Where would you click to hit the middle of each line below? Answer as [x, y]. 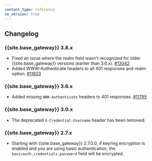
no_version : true [22, 14]
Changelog [22, 34]
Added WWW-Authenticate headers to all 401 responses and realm [79, 69]
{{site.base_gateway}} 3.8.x [39, 48]
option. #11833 [26, 74]
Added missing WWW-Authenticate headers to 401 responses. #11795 [79, 97]
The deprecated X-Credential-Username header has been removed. [79, 120]
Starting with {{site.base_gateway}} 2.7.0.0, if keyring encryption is [78, 143]
